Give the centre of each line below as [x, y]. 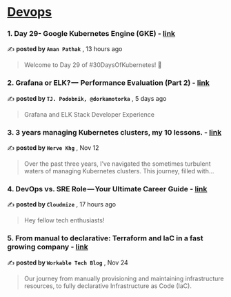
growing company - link [48, 247]
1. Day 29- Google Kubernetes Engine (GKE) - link [91, 34]
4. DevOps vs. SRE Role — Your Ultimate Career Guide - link [107, 189]
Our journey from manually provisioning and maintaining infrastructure [124, 278]
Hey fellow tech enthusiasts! [64, 220]
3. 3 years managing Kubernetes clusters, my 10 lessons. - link [114, 132]
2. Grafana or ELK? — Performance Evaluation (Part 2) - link [109, 83]
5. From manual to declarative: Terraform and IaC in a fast [105, 238]
